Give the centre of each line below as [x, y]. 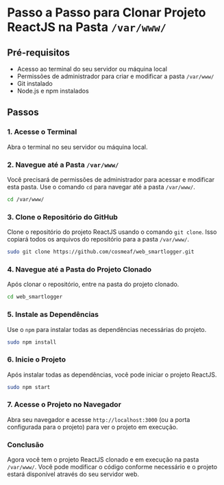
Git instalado [35, 83]
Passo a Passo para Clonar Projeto [107, 13]
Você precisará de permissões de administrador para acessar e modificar [111, 179]
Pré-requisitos [39, 52]
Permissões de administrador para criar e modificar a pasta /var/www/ [115, 76]
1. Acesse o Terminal [42, 132]
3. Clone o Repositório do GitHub [63, 217]
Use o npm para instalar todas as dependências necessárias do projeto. [107, 329]
